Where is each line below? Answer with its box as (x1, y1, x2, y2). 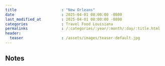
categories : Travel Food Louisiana (5, 21, 113, 27)
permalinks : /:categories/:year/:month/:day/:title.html (5, 26, 160, 31)
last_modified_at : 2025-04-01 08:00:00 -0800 (5, 17, 122, 22)
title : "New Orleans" (5, 7, 95, 13)
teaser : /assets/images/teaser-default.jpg (10, 36, 140, 41)
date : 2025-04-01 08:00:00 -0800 (5, 12, 122, 17)
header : (5, 31, 22, 36)
